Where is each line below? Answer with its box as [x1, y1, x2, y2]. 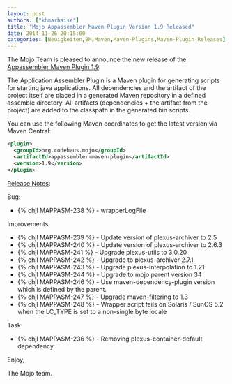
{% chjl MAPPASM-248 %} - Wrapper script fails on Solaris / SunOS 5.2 [17, 300, 224, 308]
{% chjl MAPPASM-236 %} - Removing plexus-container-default [17, 334, 203, 343]
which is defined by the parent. [17, 285, 107, 293]
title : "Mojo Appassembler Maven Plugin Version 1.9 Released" [7, 23, 195, 30]
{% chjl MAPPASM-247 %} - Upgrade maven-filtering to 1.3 [17, 293, 189, 301]
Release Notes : [7, 179, 51, 187]
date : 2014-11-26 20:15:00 [7, 29, 86, 37]
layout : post [7, 10, 45, 17]
